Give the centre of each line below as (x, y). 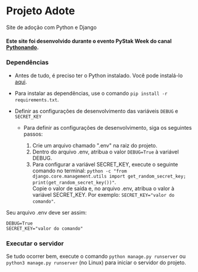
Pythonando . (22, 47)
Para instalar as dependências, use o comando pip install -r (91, 93)
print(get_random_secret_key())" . (74, 182)
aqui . (21, 82)
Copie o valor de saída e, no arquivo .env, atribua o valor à (103, 188)
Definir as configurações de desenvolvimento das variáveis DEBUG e (96, 111)
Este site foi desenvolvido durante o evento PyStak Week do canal (89, 41)
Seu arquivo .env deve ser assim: (46, 212)
